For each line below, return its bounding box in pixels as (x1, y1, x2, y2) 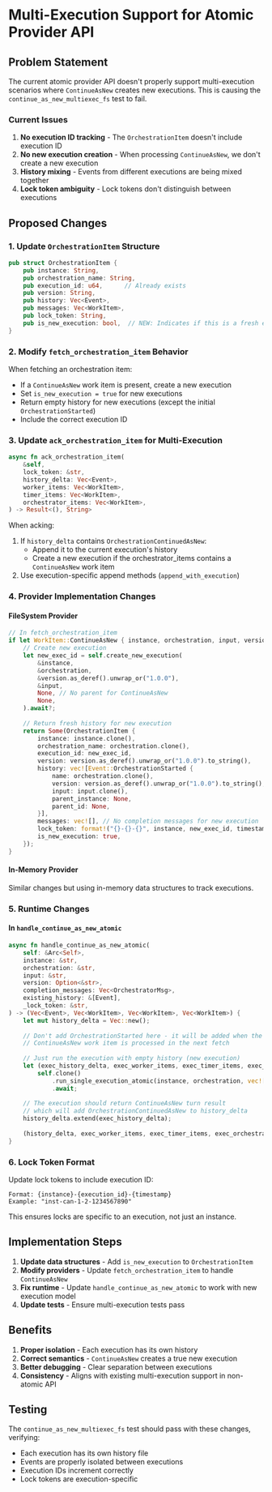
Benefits (8, 1323, 53, 1337)
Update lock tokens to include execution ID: (8, 1174, 154, 1184)
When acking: (8, 520, 55, 530)
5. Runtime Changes (8, 903, 90, 914)
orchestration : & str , (23, 964, 96, 972)
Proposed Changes (8, 216, 108, 230)
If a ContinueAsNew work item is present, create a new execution (19, 380, 232, 390)
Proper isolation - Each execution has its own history (19, 1345, 198, 1354)
